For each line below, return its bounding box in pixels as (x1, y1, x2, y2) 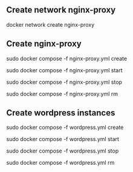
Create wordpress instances (6, 108, 115, 118)
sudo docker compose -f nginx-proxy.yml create (6, 55, 128, 62)
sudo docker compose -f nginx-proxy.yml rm (6, 90, 118, 97)
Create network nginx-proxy (6, 5, 116, 15)
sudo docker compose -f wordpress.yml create (6, 124, 124, 131)
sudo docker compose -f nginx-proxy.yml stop (6, 78, 123, 86)
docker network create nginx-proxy (6, 21, 95, 28)
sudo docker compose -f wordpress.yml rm (6, 159, 115, 167)
